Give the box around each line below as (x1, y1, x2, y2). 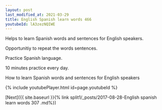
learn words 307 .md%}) (5, 100, 57, 106)
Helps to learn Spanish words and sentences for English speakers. (5, 35, 144, 42)
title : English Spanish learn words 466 (5, 17, 92, 22)
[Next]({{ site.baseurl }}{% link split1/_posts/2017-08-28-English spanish (5, 94, 157, 100)
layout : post (5, 7, 33, 13)
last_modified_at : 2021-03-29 (5, 12, 69, 17)
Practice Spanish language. (5, 55, 62, 61)
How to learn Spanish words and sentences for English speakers (5, 75, 140, 81)
